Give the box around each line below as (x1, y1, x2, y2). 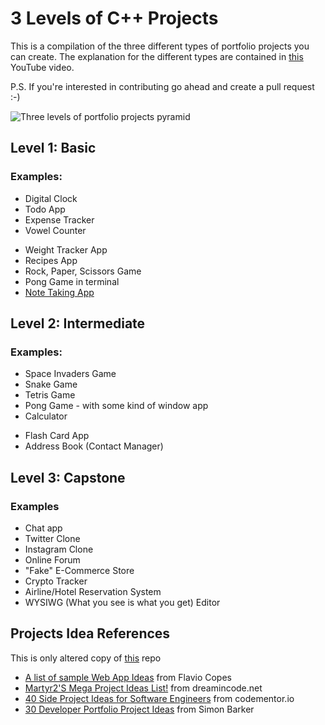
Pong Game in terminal (24, 275, 120, 287)
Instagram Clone (24, 543, 94, 555)
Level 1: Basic (10, 140, 97, 157)
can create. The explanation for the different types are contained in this (10, 50, 304, 62)
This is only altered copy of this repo (10, 652, 162, 664)
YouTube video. (10, 61, 75, 73)
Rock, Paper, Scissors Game (24, 265, 142, 277)
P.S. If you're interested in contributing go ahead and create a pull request (10, 80, 315, 92)
